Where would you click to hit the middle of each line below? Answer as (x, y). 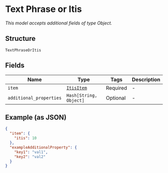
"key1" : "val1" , (31, 152)
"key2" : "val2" (30, 157)
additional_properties (34, 98)
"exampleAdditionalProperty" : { (43, 147)
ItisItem (77, 88)
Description (146, 79)
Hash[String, (82, 95)
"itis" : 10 (25, 138)
